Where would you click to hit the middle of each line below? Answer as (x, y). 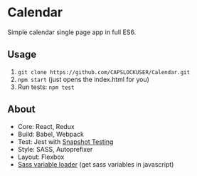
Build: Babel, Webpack (50, 134)
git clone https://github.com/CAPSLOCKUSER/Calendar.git (104, 72)
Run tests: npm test (46, 87)
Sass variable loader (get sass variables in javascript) (96, 164)
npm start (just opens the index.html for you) (83, 79)
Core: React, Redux (46, 126)
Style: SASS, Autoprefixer (55, 149)
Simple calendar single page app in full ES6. (72, 32)
